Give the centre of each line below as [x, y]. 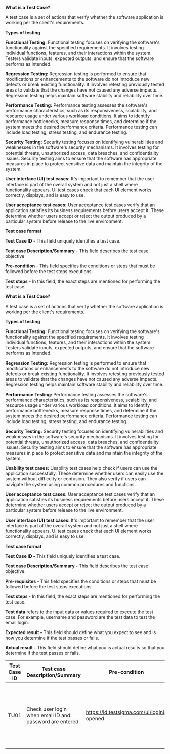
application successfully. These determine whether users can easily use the [84, 473]
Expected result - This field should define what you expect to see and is [81, 632]
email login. [17, 623]
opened [95, 719]
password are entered [52, 722]
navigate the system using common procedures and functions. [70, 484]
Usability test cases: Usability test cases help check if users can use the [81, 468]
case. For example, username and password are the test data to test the [80, 617]
